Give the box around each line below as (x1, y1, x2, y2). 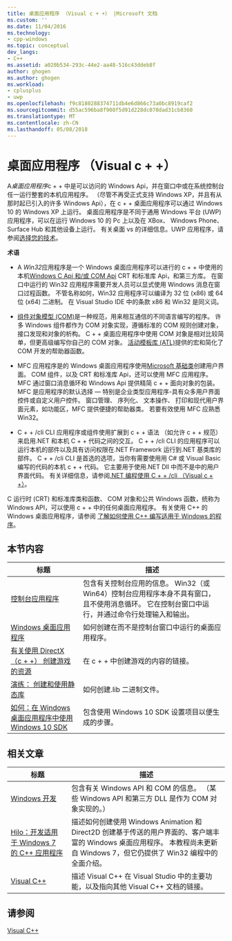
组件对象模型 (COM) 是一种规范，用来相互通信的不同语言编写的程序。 (17, 313, 214, 321)
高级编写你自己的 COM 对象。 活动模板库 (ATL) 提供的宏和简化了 (41, 338, 224, 346)
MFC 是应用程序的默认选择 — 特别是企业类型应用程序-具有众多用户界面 (17, 388, 221, 396)
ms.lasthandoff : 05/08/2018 (7, 126, 88, 133)
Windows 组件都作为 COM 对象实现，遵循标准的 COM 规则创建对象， (25, 321, 222, 329)
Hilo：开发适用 (10, 827, 59, 837)
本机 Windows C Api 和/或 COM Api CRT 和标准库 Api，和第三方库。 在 (17, 272, 217, 280)
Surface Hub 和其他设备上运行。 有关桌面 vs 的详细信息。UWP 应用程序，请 (7, 225, 224, 234)
